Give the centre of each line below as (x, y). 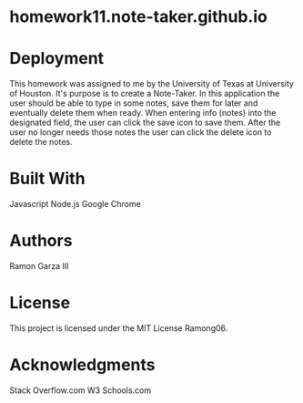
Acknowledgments (83, 365)
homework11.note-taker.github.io (139, 17)
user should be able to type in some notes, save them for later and (134, 103)
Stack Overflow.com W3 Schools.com (81, 390)
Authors (41, 241)
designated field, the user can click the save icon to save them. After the (145, 123)
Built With (47, 179)
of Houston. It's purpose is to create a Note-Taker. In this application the (145, 94)
